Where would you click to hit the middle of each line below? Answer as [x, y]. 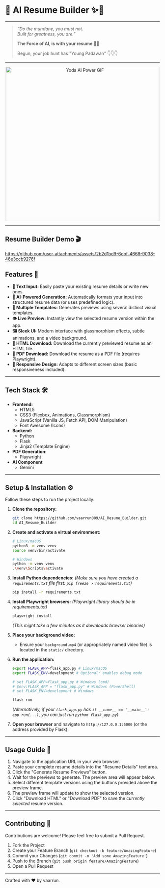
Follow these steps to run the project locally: [50, 500]
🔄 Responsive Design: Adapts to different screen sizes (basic [75, 364]
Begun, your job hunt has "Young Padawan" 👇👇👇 [67, 53]
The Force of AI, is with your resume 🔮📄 [58, 43]
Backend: [22, 431]
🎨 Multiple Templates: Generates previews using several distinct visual [84, 307]
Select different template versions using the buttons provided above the [85, 783]
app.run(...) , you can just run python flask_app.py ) [65, 715]
